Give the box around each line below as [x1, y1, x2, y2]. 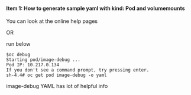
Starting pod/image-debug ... [6, 57, 81, 63]
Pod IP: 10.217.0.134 [6, 62, 60, 68]
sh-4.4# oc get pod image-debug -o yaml [6, 72, 108, 79]
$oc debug [6, 52, 31, 58]
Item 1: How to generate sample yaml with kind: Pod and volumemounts [6, 5, 185, 12]
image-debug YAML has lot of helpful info [6, 83, 108, 90]
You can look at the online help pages [6, 18, 98, 25]
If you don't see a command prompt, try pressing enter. [6, 67, 150, 73]
